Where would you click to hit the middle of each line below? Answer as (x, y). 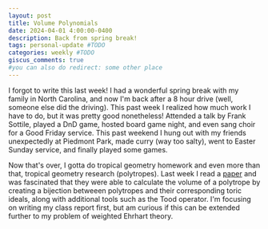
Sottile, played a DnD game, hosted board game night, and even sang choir (132, 124)
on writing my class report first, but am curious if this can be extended (124, 207)
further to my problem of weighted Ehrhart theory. (91, 215)
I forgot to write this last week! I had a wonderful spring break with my (124, 90)
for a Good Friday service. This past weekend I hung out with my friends (127, 132)
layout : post (30, 16)
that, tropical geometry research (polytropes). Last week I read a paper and (133, 173)
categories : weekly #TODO (51, 53)
